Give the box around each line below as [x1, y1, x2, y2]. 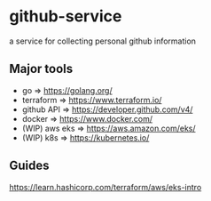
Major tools [9, 61, 74, 76]
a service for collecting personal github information [9, 36, 197, 46]
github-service [9, 6, 122, 27]
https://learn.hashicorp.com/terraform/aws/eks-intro [9, 181, 202, 192]
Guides [9, 158, 51, 173]
